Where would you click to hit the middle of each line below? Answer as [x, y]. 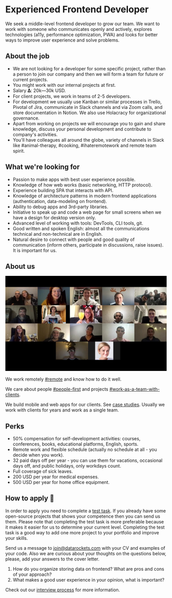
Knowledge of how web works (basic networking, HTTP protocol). [82, 185]
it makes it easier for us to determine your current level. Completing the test [85, 527]
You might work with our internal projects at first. [64, 85]
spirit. [19, 151]
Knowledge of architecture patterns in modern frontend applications [85, 196]
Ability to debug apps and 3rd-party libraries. [60, 207]
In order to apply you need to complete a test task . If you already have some [86, 511]
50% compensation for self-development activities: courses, [77, 438]
